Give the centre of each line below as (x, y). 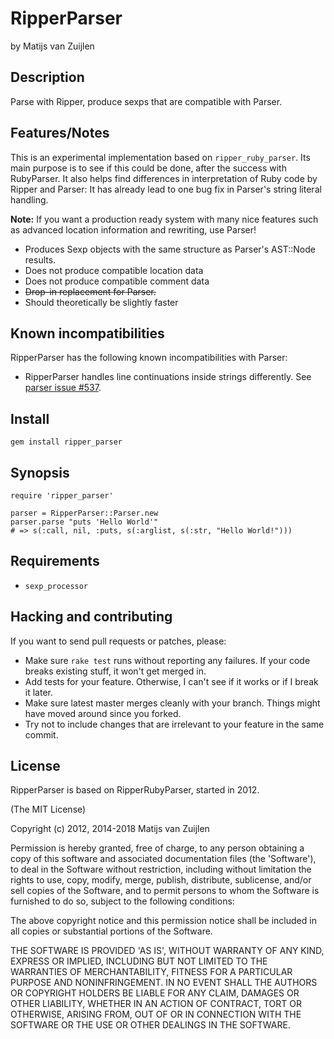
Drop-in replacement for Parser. (90, 291)
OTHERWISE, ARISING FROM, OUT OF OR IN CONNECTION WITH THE (156, 1014)
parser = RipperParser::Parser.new (84, 513)
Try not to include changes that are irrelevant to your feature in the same (174, 724)
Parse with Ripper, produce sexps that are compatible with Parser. (146, 101)
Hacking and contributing (91, 617)
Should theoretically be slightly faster (101, 302)
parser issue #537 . (63, 388)
